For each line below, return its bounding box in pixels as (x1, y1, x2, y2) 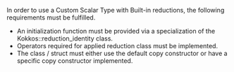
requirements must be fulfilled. (6, 13, 96, 22)
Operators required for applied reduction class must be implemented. (16, 42, 218, 50)
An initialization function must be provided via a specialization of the (16, 27, 216, 35)
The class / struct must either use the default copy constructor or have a (16, 49, 228, 57)
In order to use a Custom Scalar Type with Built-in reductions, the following (6, 6, 225, 14)
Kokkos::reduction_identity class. (16, 34, 113, 43)
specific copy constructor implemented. (16, 57, 133, 65)
